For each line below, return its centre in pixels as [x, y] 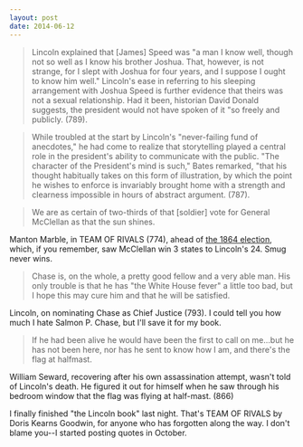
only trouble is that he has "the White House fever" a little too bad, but [162, 285]
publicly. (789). [59, 119]
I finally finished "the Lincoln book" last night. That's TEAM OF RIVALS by [146, 414]
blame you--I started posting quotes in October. [98, 433]
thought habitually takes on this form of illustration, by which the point [161, 175]
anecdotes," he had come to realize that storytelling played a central [159, 147]
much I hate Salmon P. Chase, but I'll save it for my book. [115, 322]
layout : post [34, 18]
